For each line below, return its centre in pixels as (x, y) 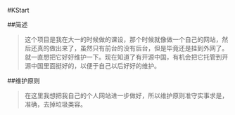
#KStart (18, 10)
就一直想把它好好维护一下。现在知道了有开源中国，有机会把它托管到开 (126, 57)
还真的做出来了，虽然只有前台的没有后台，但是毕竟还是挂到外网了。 (129, 48)
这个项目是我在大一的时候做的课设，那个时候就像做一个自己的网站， (123, 39)
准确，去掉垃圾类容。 (55, 104)
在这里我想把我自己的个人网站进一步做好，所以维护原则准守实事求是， (126, 95)
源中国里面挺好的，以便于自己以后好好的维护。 (92, 66)
